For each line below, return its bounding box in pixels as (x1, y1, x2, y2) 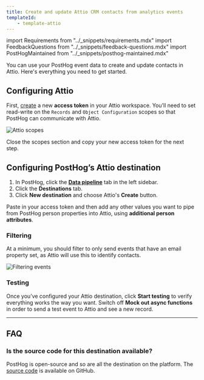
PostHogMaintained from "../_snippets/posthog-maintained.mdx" (6, 50, 169, 57)
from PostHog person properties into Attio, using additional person (6, 210, 175, 216)
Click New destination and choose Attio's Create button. (15, 192, 158, 198)
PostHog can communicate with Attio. (6, 115, 101, 122)
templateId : (6, 15, 36, 21)
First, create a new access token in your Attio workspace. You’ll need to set (6, 102, 196, 109)
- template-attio (17, 20, 61, 26)
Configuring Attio (6, 86, 74, 96)
